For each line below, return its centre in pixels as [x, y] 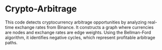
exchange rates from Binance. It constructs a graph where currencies [84, 27]
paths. [11, 42]
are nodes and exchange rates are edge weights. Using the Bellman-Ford [78, 32]
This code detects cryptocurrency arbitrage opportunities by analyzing [76, 22]
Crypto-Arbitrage [41, 9]
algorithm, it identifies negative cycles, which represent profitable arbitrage [80, 37]
